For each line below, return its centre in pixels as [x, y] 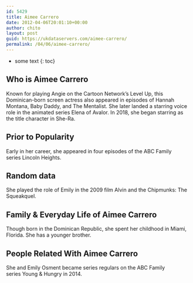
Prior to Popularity [40, 137]
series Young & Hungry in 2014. [44, 274]
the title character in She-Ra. [41, 119]
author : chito [23, 28]
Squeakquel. [21, 196]
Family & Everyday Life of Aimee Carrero [82, 215]
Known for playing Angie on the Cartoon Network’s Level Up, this [84, 93]
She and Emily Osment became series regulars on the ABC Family [86, 267]
